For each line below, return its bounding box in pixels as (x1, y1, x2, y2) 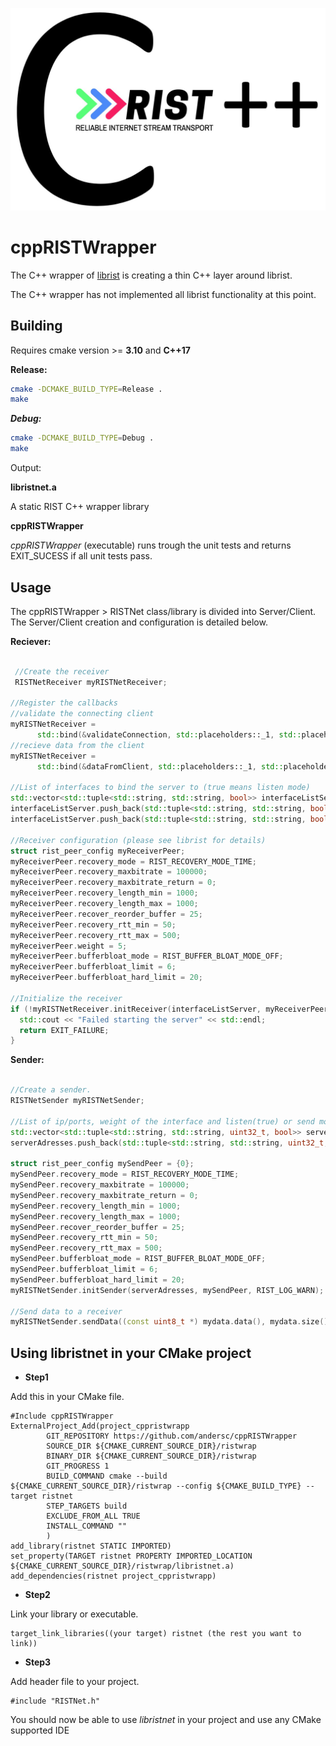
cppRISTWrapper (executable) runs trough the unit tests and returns (10, 539, 292, 552)
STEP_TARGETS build (46, 1501, 128, 1512)
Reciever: (10, 635, 52, 647)
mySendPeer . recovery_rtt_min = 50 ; (10, 1233, 159, 1243)
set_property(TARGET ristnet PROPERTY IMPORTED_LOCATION (10, 1551, 253, 1562)
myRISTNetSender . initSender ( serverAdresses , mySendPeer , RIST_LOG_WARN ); (10, 1285, 325, 1295)
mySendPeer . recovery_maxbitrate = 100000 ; (10, 1180, 190, 1190)
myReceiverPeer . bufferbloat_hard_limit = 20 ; (10, 973, 203, 983)
